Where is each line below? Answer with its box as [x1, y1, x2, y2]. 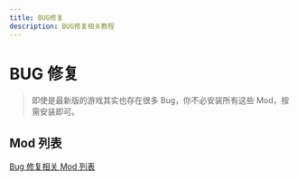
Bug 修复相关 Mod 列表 [9, 161, 96, 172]
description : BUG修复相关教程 [9, 22, 115, 31]
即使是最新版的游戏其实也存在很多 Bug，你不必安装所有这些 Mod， [31, 95, 282, 106]
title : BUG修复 [9, 13, 64, 23]
